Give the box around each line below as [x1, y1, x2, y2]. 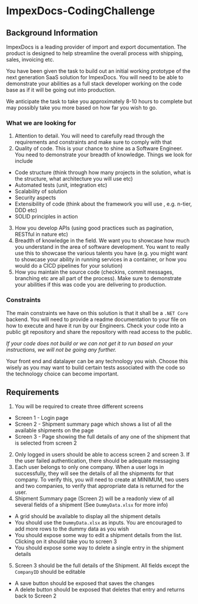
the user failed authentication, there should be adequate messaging [14, 457, 180, 464]
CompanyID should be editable [14, 568, 86, 576]
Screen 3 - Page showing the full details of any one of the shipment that [14, 433, 190, 441]
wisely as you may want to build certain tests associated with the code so [6, 364, 186, 371]
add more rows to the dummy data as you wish [14, 525, 129, 532]
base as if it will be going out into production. [6, 86, 116, 93]
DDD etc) [14, 207, 37, 214]
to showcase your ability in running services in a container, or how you [14, 256, 187, 263]
